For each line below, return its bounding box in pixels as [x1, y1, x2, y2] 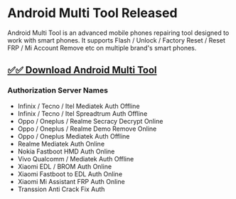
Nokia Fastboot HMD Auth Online [17, 147, 115, 156]
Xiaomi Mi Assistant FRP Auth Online [17, 177, 126, 185]
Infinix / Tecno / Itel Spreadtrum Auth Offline [17, 109, 148, 118]
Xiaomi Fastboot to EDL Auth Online [17, 169, 123, 178]
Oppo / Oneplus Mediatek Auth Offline [17, 131, 130, 140]
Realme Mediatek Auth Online [17, 139, 105, 148]
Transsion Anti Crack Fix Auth [17, 185, 105, 193]
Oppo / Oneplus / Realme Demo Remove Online [17, 124, 157, 133]
